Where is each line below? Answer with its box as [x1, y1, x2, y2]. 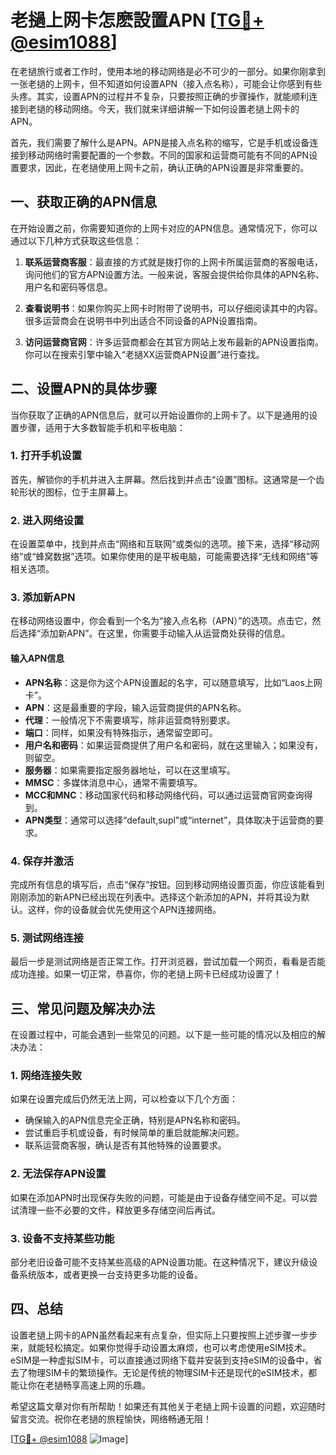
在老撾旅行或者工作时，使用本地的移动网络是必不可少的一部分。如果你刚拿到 [10, 65, 326, 77]
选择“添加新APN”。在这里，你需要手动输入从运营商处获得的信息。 [18, 627, 291, 640]
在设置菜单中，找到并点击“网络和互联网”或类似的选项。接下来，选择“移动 [10, 538, 312, 550]
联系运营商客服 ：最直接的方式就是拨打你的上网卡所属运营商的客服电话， [24, 256, 323, 268]
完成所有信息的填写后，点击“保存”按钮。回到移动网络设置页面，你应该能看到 [10, 878, 325, 890]
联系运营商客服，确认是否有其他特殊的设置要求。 [24, 1139, 227, 1151]
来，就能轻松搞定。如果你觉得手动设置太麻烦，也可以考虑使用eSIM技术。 [10, 1341, 312, 1353]
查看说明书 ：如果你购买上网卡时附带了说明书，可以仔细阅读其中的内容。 [24, 302, 323, 314]
